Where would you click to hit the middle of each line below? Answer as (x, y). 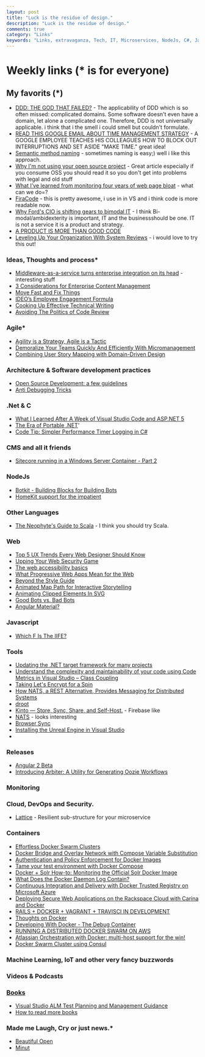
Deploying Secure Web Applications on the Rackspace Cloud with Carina (107, 898)
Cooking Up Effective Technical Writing (64, 305)
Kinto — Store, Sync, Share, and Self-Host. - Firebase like (88, 710)
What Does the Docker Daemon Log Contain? (72, 879)
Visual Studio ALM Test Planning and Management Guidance (92, 1006)
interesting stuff (35, 280)
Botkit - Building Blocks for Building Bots (66, 490)
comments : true (26, 29)
